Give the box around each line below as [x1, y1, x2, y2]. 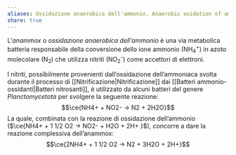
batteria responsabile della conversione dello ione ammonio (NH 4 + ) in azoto [7, 43, 227, 55]
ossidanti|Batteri [7, 85, 55, 93]
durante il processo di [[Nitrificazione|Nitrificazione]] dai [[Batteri [7, 78, 196, 86]
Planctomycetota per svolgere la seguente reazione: [7, 93, 159, 101]
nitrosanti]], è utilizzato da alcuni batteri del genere [55, 85, 204, 93]
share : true [7, 17, 42, 24]
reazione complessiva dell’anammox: [7, 129, 114, 137]
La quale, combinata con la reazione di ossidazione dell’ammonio [7, 114, 196, 123]
